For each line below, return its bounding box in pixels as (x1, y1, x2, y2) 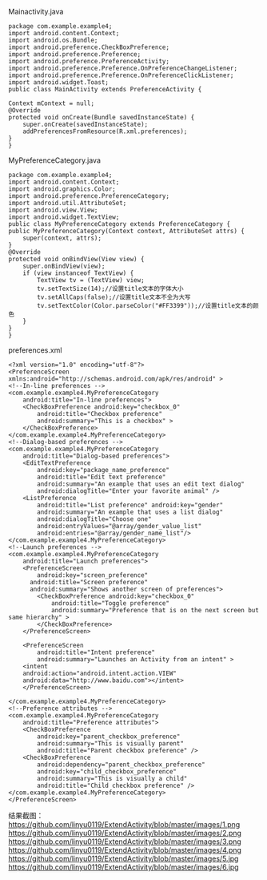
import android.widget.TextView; (8, 213, 120, 221)
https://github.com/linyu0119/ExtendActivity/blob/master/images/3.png (8, 837, 241, 846)
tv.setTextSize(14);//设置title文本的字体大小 (37, 285, 184, 293)
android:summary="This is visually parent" (37, 740, 184, 748)
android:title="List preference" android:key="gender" (37, 501, 224, 509)
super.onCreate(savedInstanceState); (22, 120, 149, 128)
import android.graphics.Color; (8, 185, 116, 193)
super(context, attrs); (22, 234, 102, 242)
